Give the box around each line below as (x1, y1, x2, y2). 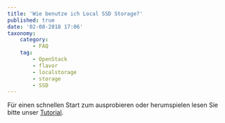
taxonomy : (7, 29, 37, 37)
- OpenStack (32, 56, 68, 63)
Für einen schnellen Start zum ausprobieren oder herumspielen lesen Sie (7, 101, 219, 109)
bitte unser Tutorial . (7, 108, 64, 117)
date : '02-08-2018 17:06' (7, 23, 83, 30)
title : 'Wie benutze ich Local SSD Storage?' (7, 10, 143, 17)
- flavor (32, 62, 58, 69)
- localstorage (32, 68, 77, 75)
